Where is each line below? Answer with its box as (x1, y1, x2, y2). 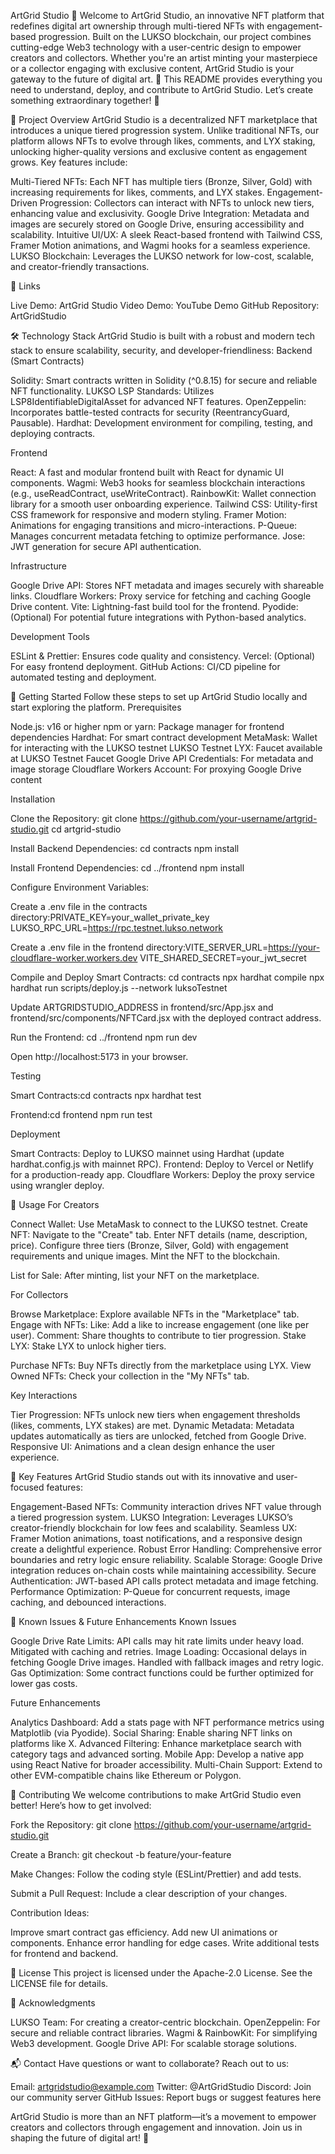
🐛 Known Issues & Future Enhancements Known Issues (10, 1616, 237, 1627)
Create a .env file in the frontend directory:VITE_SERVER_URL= (10, 941, 269, 953)
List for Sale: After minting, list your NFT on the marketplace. (10, 1270, 260, 1281)
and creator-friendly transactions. (10, 261, 150, 272)
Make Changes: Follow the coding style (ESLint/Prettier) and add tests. (10, 1868, 302, 1880)
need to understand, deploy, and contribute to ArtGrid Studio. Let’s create (10, 84, 314, 95)
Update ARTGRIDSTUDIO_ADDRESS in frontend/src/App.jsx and (10, 1001, 274, 1013)
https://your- (268, 941, 321, 953)
